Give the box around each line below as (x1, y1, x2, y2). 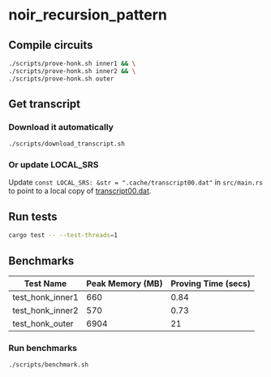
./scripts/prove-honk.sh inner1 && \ (8, 59, 136, 67)
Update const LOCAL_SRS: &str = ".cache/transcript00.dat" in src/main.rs (8, 177, 264, 188)
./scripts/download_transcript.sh (8, 140, 126, 148)
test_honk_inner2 (12, 305, 79, 316)
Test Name (24, 278, 67, 289)
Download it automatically (8, 121, 114, 132)
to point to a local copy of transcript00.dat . (8, 186, 152, 196)
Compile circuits (8, 38, 93, 52)
